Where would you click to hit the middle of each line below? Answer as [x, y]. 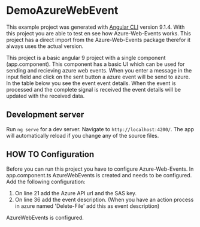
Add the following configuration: [46, 181]
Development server [45, 115]
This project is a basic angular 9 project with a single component [86, 57]
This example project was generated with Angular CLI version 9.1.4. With [96, 27]
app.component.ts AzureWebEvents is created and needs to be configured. [99, 175]
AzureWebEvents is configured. [45, 217]
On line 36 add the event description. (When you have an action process [104, 199]
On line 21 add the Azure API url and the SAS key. [75, 193]
